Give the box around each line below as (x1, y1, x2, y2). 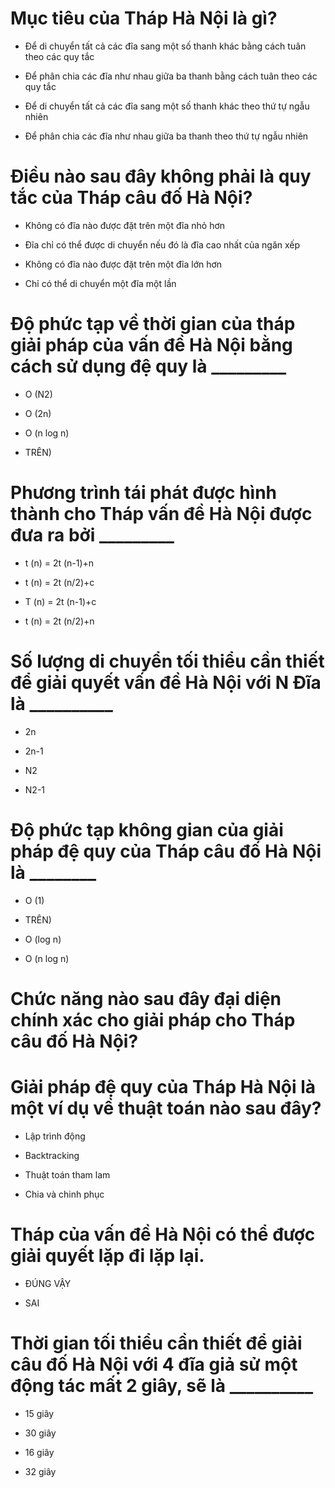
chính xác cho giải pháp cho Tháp (10, 1008, 296, 1031)
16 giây (24, 1446, 55, 1458)
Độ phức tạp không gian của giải (10, 818, 284, 841)
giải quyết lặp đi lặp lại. (10, 1244, 205, 1267)
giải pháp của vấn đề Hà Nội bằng (10, 334, 293, 357)
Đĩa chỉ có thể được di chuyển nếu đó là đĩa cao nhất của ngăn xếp (24, 238, 301, 251)
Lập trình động (24, 1130, 86, 1142)
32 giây (24, 1465, 57, 1477)
